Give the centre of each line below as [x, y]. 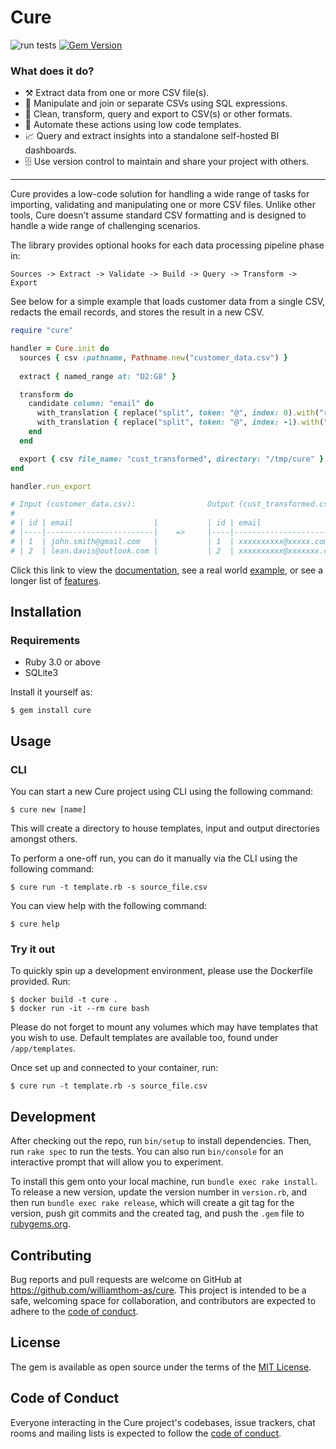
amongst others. [44, 839]
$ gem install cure [51, 711]
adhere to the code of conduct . [74, 1312]
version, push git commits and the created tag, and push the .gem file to [157, 1213]
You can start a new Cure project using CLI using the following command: [162, 792]
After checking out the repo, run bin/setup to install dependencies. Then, [161, 1141]
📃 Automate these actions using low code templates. [133, 125]
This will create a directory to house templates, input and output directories [165, 828]
